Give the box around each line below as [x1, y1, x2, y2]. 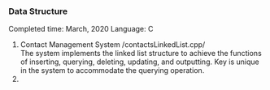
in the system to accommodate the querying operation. [20, 66, 205, 75]
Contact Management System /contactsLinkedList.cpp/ [20, 40, 206, 49]
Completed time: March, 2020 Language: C [8, 24, 154, 34]
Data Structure [8, 6, 68, 17]
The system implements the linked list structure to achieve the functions [20, 49, 262, 58]
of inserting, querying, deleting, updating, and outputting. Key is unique [20, 57, 259, 66]
